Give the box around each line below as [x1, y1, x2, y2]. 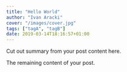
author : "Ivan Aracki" [6, 14, 63, 20]
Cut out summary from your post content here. [6, 47, 122, 55]
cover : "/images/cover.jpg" [6, 20, 77, 26]
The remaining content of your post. [6, 59, 95, 67]
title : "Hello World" [6, 8, 61, 15]
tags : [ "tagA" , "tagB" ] [6, 25, 66, 32]
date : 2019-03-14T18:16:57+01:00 [6, 31, 90, 37]
